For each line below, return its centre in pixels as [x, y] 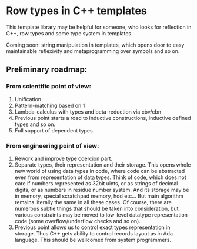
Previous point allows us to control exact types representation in [92, 227]
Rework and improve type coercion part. [64, 158]
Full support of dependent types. [54, 130]
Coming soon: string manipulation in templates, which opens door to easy [95, 45]
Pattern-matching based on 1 [50, 105]
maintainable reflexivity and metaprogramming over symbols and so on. [93, 51]
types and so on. [35, 124]
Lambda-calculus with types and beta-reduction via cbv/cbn [88, 112]
